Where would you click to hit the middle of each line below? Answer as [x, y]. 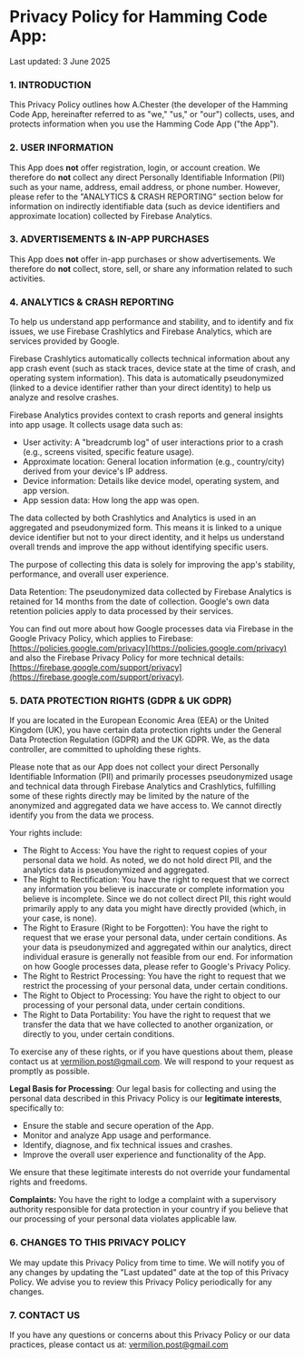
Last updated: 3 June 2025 [60, 61]
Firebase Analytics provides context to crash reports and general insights [147, 415]
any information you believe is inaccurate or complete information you [153, 890]
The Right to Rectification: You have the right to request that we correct [156, 880]
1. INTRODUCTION [50, 85]
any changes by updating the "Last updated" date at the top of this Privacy [149, 1272]
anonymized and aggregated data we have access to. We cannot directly [146, 806]
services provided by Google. [64, 341]
